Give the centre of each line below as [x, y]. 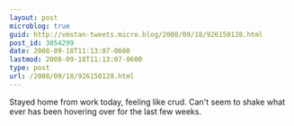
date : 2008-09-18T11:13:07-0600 [70, 51]
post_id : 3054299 [42, 43]
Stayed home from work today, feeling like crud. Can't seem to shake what [147, 102]
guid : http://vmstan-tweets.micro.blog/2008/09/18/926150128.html [136, 34]
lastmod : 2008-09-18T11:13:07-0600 [76, 59]
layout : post [34, 18]
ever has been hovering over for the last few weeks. [106, 111]
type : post [30, 68]
